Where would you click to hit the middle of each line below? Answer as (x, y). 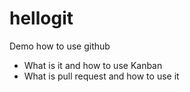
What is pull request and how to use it (101, 76)
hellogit (41, 18)
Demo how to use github (60, 46)
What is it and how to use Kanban (93, 65)
